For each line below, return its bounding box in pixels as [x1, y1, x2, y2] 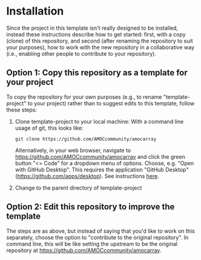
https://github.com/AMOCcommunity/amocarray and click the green [15, 153, 186, 160]
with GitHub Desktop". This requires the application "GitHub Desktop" [15, 165, 189, 173]
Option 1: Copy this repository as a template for [6, 68, 188, 78]
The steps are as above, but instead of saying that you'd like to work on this [6, 227, 195, 235]
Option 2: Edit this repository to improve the [6, 202, 175, 212]
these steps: [6, 106, 38, 113]
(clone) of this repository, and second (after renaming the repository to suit [6, 37, 193, 44]
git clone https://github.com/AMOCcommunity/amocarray [15, 136, 157, 142]
